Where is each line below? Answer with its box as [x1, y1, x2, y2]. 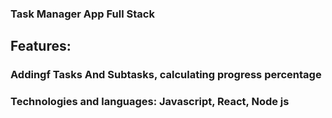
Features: [10, 38, 72, 55]
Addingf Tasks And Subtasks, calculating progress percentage [10, 68, 322, 82]
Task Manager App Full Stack [10, 7, 155, 21]
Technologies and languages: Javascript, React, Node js [10, 95, 290, 109]
